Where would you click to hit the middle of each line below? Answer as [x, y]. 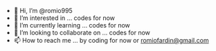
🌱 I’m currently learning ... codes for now [72, 25]
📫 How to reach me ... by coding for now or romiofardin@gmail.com [111, 40]
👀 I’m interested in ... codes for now [64, 18]
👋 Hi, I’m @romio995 [43, 11]
